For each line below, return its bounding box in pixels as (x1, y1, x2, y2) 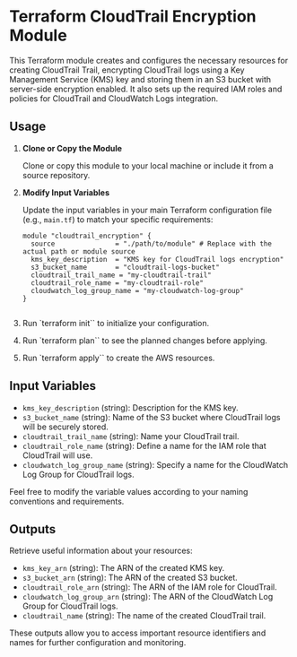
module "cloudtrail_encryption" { (22, 231, 152, 240)
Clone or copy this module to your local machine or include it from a (22, 160, 274, 171)
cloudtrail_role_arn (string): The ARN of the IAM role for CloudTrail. (22, 582, 277, 592)
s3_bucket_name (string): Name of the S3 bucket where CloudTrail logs (22, 411, 281, 422)
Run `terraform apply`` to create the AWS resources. (22, 352, 215, 363)
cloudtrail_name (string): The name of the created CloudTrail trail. (22, 610, 266, 621)
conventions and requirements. (9, 496, 125, 506)
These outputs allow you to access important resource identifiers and (9, 627, 266, 638)
